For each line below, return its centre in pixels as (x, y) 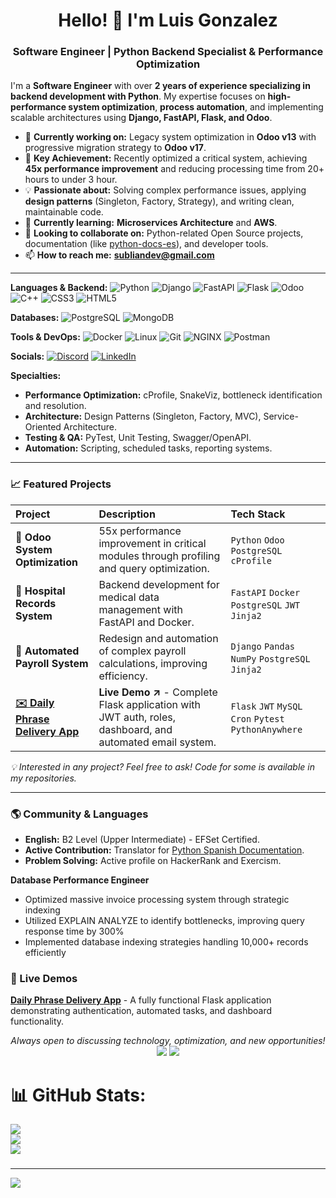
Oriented (43, 427)
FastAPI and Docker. (146, 622)
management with (140, 609)
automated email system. (157, 742)
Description (127, 514)
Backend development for (159, 584)
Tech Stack (258, 514)
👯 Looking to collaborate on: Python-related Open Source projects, (164, 233)
